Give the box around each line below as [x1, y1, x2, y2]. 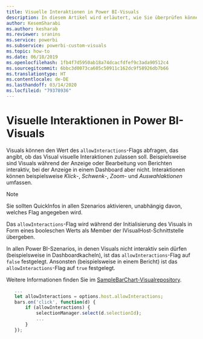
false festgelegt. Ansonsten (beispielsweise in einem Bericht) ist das [6, 258, 178, 265]
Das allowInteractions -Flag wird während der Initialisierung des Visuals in [6, 220, 192, 228]
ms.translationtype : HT [6, 71, 66, 77]
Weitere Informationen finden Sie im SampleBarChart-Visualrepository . [6, 276, 182, 283]
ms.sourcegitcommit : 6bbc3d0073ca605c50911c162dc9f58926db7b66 [6, 65, 169, 71]
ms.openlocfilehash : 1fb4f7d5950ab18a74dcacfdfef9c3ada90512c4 [6, 59, 169, 65]
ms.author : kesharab [6, 25, 59, 32]
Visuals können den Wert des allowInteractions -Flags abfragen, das [6, 146, 179, 154]
